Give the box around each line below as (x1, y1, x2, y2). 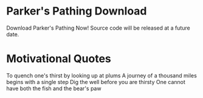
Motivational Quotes (6, 52, 111, 66)
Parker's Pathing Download (6, 4, 147, 18)
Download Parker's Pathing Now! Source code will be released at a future (6, 24, 190, 31)
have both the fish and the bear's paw (6, 85, 101, 92)
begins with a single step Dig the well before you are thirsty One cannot (6, 78, 185, 85)
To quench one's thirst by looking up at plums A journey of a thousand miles (6, 71, 198, 79)
